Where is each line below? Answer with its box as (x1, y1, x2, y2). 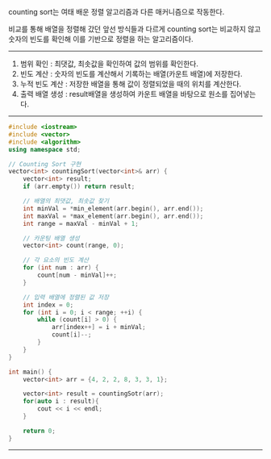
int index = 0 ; (23, 301, 74, 309)
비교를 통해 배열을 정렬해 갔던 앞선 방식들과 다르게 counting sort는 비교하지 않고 (8, 24, 261, 34)
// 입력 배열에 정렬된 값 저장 (23, 293, 110, 301)
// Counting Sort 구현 (8, 160, 81, 168)
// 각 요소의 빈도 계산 (23, 257, 90, 265)
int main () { (8, 368, 52, 376)
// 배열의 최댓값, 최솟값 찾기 (23, 197, 110, 205)
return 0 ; (23, 427, 56, 435)
